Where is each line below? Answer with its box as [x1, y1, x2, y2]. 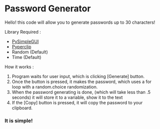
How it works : [4, 64, 34, 70]
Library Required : [4, 29, 41, 35]
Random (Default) [11, 49, 48, 55]
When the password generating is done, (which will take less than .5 [11, 89, 151, 95]
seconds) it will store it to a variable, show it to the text [11, 94, 123, 100]
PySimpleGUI [11, 38, 39, 44]
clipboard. [11, 105, 33, 111]
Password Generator [4, 3, 91, 14]
